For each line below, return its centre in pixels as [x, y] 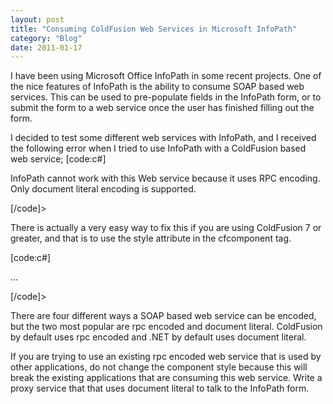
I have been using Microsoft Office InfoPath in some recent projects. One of [166, 76]
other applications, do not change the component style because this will [159, 367]
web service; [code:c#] [58, 159]
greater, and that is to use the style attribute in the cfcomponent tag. [151, 238]
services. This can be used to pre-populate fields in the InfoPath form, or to [166, 97]
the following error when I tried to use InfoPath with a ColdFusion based [158, 148]
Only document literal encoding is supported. [103, 189]
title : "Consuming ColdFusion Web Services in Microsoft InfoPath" [154, 29]
